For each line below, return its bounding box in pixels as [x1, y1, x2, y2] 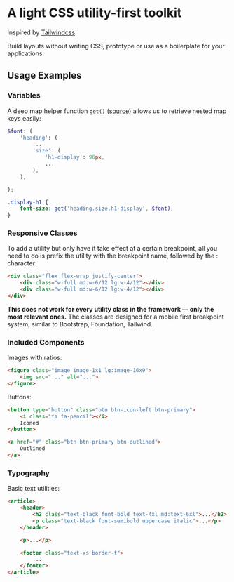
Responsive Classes [7, 228, 78, 238]
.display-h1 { [7, 199, 49, 206]
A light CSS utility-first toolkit [7, 5, 182, 21]
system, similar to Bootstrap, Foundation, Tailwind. [7, 319, 153, 328]
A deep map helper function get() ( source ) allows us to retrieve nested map [7, 107, 227, 115]
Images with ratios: [7, 353, 62, 362]
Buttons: [7, 392, 32, 401]
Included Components [7, 337, 85, 347]
